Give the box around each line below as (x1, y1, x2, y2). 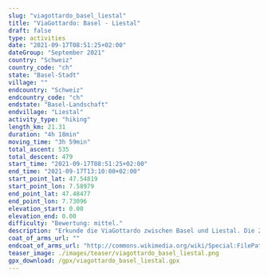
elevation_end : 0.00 (8, 212, 77, 220)
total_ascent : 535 (8, 145, 69, 153)
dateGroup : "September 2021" (8, 49, 105, 57)
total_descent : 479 (8, 152, 73, 160)
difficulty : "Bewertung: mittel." (8, 220, 124, 228)
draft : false (8, 26, 52, 34)
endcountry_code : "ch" (8, 93, 84, 101)
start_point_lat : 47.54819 (8, 175, 98, 184)
